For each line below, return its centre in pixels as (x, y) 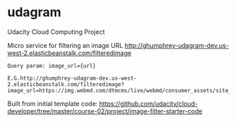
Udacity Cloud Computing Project (56, 32)
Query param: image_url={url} (52, 66)
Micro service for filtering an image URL (65, 45)
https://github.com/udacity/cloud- (148, 104)
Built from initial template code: (53, 104)
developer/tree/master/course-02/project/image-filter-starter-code (105, 111)
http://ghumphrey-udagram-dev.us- (177, 45)
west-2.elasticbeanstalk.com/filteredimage (69, 53)
